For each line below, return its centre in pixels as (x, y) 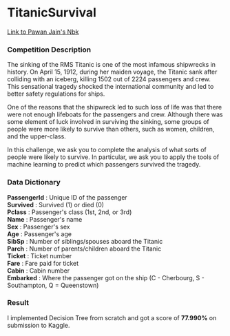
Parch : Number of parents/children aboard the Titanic (84, 249)
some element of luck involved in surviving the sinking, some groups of (108, 122)
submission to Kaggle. (39, 325)
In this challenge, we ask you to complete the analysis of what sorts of (107, 150)
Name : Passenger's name (45, 219)
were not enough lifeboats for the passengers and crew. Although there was (115, 114)
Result (18, 303)
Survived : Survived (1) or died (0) (56, 204)
